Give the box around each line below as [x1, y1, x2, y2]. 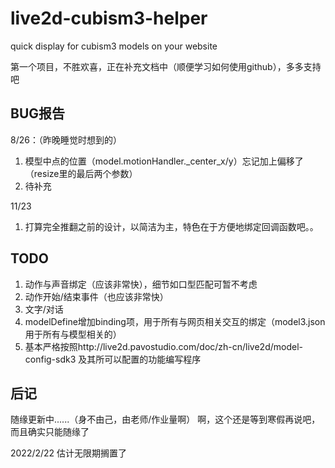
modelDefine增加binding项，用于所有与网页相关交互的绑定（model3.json [24, 315, 326, 327]
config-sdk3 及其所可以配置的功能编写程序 [24, 353, 202, 365]
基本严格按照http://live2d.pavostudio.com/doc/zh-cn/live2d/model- [24, 340, 303, 352]
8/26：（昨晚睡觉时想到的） [10, 133, 122, 146]
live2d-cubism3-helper [10, 7, 208, 30]
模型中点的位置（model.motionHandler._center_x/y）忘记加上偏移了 [24, 155, 304, 167]
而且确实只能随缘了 [10, 426, 90, 438]
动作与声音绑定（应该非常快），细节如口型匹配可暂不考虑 [24, 278, 258, 290]
